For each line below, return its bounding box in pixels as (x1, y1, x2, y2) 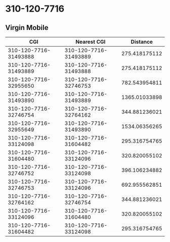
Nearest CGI (75, 39, 106, 45)
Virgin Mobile (5, 23, 49, 32)
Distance (131, 39, 153, 45)
